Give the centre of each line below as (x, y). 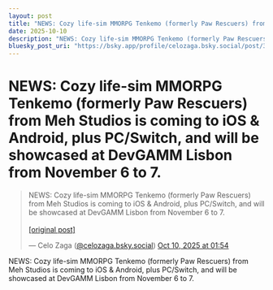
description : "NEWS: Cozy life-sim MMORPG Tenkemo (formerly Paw (121, 39)
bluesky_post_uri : (39, 46)
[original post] (52, 230)
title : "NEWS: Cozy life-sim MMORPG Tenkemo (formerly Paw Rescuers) (129, 24)
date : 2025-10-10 (38, 31)
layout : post (30, 16)
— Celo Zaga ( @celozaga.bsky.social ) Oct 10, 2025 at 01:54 (128, 245)
